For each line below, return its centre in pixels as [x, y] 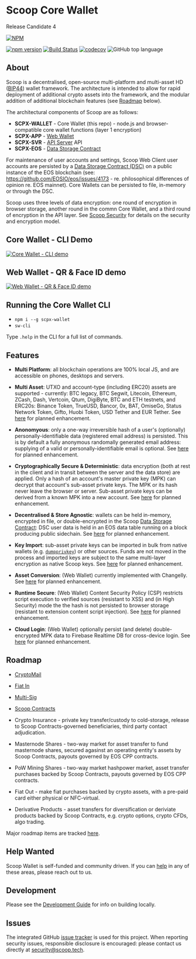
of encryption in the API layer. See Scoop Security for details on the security [98, 215]
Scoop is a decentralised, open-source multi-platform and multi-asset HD [95, 82]
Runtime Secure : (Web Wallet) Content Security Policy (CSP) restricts [99, 593]
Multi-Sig [25, 697]
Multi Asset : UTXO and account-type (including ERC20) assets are [95, 387]
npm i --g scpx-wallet [42, 320]
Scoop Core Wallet [52, 10]
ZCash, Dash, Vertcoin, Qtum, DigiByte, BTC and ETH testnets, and [95, 400]
